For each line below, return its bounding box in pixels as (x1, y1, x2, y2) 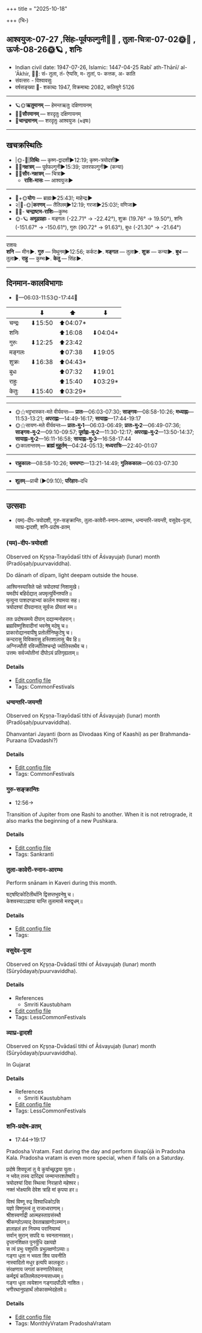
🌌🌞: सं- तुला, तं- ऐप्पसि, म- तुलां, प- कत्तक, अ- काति (31, 70, 136, 77)
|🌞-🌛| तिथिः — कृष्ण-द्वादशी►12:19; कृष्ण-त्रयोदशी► (14, 156, 120, 163)
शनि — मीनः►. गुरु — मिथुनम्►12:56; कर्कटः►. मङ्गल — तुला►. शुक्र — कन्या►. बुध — (6, 248, 188, 255)
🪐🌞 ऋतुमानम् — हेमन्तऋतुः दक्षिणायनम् (14, 102, 92, 109)
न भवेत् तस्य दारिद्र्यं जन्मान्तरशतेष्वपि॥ (6, 1172, 79, 1180)
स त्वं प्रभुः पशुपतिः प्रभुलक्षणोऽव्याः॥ (6, 1245, 69, 1252)
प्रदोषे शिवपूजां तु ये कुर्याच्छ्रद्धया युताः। (6, 1165, 76, 1173)
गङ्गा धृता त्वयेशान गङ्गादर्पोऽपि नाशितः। (6, 1279, 84, 1286)
